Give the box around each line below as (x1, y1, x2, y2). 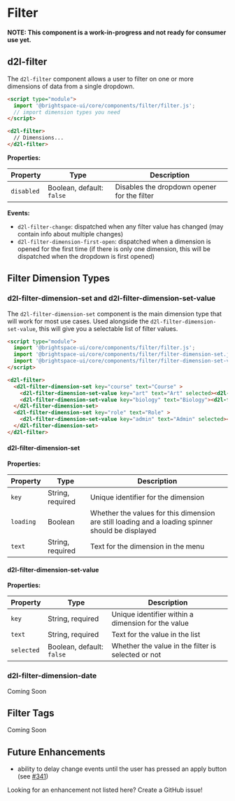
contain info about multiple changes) (17, 229, 124, 238)
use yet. (7, 35, 31, 43)
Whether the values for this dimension (90, 509, 215, 518)
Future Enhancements (7, 746, 106, 758)
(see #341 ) (17, 772, 49, 781)
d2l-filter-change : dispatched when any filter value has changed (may (17, 222, 224, 231)
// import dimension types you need (13, 109, 120, 116)
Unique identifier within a (111, 610, 194, 619)
